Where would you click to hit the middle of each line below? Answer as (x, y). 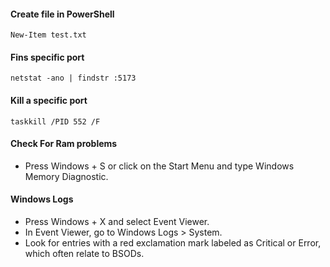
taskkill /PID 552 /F (55, 121)
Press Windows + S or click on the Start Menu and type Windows (159, 166)
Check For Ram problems (64, 144)
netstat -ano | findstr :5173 (73, 78)
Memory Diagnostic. (66, 176)
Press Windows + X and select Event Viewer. (117, 222)
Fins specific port (47, 57)
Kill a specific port (49, 100)
